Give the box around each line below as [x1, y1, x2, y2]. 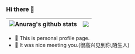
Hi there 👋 [6, 5, 35, 13]
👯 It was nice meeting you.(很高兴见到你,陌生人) [14, 42, 130, 49]
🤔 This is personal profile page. [14, 35, 90, 42]
